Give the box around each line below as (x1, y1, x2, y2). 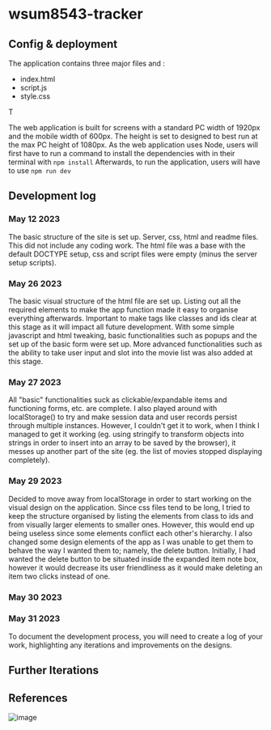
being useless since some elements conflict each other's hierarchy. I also (8, 528, 253, 538)
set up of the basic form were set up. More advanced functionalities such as (8, 339, 263, 349)
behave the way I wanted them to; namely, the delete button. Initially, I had (8, 545, 256, 555)
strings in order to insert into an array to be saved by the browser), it (8, 438, 236, 448)
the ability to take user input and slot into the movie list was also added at (8, 347, 253, 357)
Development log (8, 189, 97, 203)
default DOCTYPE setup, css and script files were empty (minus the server (8, 248, 257, 259)
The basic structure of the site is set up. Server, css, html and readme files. (8, 231, 259, 241)
